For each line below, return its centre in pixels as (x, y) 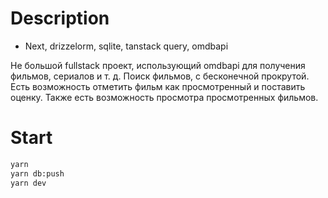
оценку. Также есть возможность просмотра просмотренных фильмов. (164, 97)
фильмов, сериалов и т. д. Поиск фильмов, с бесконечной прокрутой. (160, 76)
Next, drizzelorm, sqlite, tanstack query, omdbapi (126, 46)
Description (60, 18)
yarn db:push (37, 173)
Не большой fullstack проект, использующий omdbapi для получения (158, 65)
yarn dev (28, 183)
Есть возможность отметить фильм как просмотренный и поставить (158, 86)
